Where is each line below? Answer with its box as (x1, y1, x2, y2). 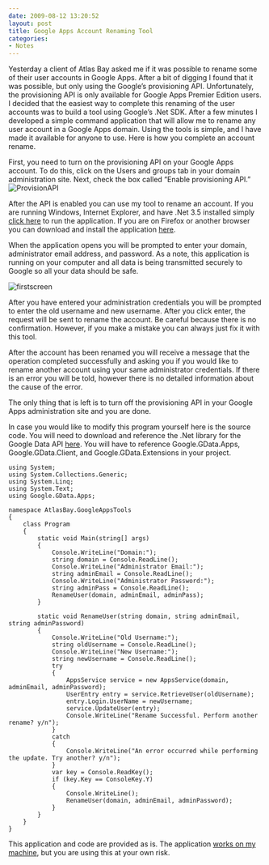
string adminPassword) (8, 620, 85, 628)
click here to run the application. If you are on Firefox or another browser (8, 216, 250, 226)
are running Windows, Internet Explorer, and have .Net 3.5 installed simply (8, 207, 255, 217)
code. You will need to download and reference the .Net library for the (8, 431, 242, 441)
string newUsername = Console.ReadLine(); (51, 655, 197, 663)
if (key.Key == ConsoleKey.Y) (51, 775, 153, 784)
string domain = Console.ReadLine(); (51, 556, 179, 564)
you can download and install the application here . (8, 224, 176, 235)
